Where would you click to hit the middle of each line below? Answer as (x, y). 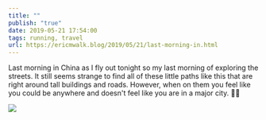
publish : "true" (35, 23)
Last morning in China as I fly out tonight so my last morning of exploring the (133, 68)
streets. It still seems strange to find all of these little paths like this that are (131, 76)
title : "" (25, 15)
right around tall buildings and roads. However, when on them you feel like (130, 85)
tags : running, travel (46, 38)
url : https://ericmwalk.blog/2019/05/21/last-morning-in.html (113, 45)
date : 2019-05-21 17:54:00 (53, 30)
